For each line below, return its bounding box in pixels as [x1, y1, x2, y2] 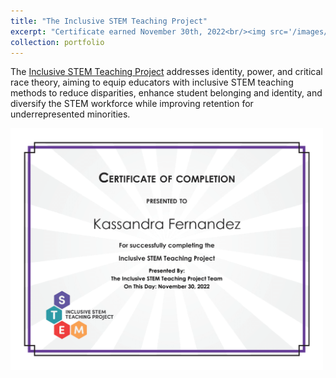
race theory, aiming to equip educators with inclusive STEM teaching [10, 76, 294, 89]
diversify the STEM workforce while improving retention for [10, 98, 254, 110]
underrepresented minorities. [10, 108, 131, 120]
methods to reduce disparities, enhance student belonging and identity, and [10, 87, 323, 99]
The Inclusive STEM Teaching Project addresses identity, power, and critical [10, 66, 323, 78]
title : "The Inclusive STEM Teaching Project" [10, 16, 208, 26]
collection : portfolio [10, 37, 105, 47]
